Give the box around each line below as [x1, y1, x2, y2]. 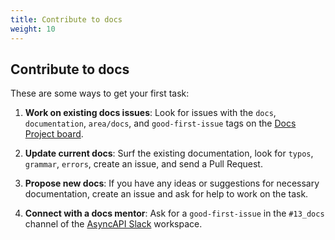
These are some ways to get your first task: [10, 87, 190, 100]
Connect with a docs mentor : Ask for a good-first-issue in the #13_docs [24, 207, 325, 220]
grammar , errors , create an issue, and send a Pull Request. [24, 158, 263, 170]
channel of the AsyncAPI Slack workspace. [24, 218, 203, 230]
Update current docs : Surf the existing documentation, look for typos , [24, 147, 314, 160]
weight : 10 [10, 24, 56, 34]
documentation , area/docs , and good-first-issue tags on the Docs [24, 117, 297, 130]
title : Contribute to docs [10, 14, 123, 25]
